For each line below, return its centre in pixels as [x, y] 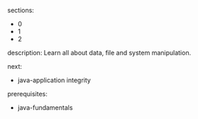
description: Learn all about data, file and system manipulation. [99, 53]
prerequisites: [28, 94]
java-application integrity [54, 80]
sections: [21, 10]
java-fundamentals [45, 108]
